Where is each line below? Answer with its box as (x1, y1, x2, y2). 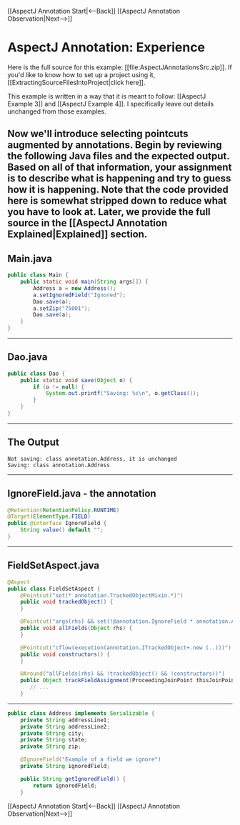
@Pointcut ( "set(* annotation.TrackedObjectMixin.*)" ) (20, 591, 184, 599)
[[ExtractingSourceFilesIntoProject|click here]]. (7, 78, 146, 86)
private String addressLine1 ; (20, 716, 111, 724)
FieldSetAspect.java (7, 559, 100, 571)
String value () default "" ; (20, 526, 104, 534)
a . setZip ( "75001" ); (33, 304, 91, 312)
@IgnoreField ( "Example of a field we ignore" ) (20, 756, 161, 764)
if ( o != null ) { (33, 383, 84, 391)
